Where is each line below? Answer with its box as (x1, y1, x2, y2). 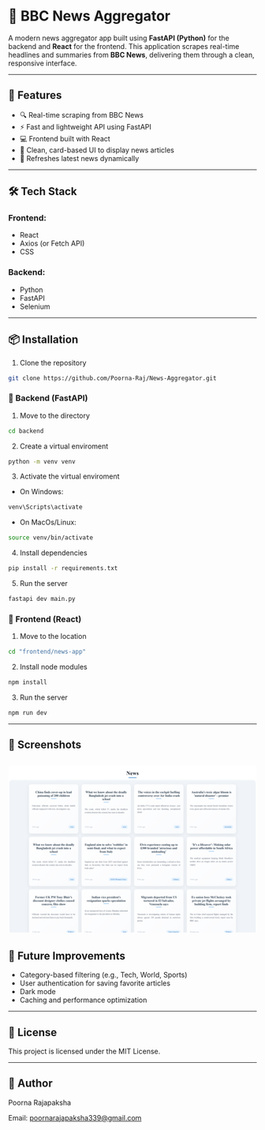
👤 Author (8, 1077, 53, 1091)
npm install (8, 678, 47, 686)
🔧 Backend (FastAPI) (8, 392, 88, 404)
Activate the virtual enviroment (19, 471, 120, 481)
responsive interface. (8, 58, 77, 68)
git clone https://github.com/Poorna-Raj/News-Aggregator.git (8, 374, 217, 382)
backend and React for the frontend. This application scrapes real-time (8, 41, 240, 51)
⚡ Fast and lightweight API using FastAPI (19, 122, 152, 131)
